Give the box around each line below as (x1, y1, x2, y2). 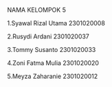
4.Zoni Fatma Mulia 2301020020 (7, 59, 100, 67)
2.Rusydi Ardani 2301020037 (7, 32, 89, 40)
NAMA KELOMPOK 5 (7, 6, 67, 14)
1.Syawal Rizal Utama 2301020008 (7, 19, 105, 27)
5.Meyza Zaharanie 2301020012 (7, 72, 98, 80)
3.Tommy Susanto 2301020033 (7, 46, 96, 53)
